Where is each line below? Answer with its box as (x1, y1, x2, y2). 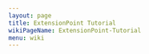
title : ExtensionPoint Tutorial (8, 19, 116, 27)
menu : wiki (8, 33, 45, 42)
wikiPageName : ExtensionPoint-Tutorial (8, 26, 142, 34)
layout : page (8, 11, 52, 20)
